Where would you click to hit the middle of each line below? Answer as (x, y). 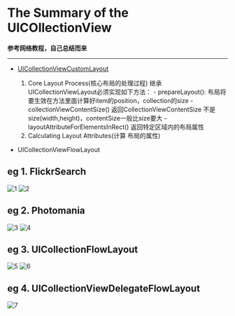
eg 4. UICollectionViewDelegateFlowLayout (104, 288)
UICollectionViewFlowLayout (58, 149)
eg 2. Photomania (46, 211)
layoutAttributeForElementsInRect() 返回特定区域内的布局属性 (116, 127)
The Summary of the (68, 13)
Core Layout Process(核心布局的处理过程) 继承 (95, 83)
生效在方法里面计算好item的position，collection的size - (114, 100)
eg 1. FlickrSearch (47, 172)
